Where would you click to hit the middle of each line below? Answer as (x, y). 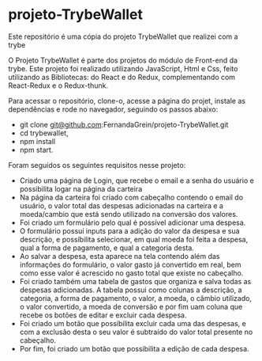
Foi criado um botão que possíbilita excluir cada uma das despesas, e (133, 323)
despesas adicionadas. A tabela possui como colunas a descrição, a (131, 290)
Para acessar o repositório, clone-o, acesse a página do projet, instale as (127, 101)
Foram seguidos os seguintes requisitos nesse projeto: (97, 165)
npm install (37, 141)
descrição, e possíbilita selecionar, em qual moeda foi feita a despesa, (134, 239)
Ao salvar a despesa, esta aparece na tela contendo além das (120, 256)
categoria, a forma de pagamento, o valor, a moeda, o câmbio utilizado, (136, 298)
